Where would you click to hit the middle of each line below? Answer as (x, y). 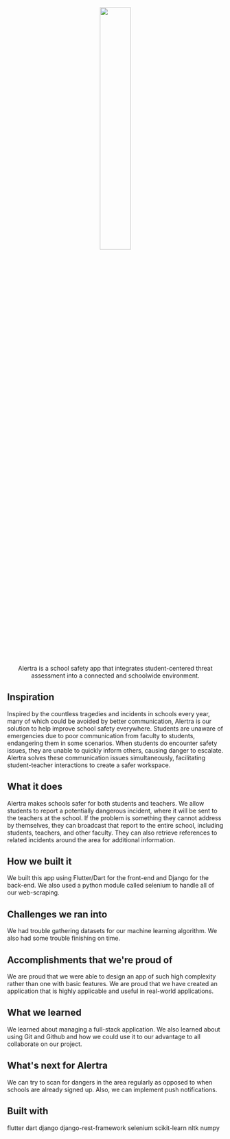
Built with (28, 1111)
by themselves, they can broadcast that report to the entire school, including (115, 825)
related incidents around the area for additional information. (91, 839)
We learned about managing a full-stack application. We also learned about (114, 1029)
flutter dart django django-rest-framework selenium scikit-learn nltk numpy (113, 1128)
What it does (35, 787)
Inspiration (31, 697)
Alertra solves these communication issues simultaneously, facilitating (106, 757)
